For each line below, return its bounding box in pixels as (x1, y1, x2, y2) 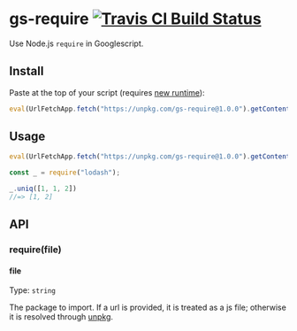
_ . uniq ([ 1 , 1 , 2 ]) (9, 184, 77, 194)
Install (9, 64, 44, 79)
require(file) (9, 243, 62, 256)
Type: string (9, 285, 56, 296)
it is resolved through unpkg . (9, 312, 113, 322)
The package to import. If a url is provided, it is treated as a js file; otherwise (9, 302, 287, 313)
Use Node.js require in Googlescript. (9, 38, 144, 49)
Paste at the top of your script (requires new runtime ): (9, 87, 205, 97)
